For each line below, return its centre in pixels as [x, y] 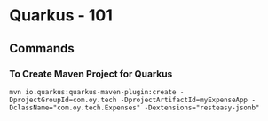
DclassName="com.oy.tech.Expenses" [75, 108]
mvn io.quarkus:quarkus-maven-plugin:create [93, 92]
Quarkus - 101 [61, 16]
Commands [42, 48]
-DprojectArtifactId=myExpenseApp [184, 100]
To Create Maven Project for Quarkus [91, 74]
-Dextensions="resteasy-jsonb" [202, 108]
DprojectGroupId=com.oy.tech [63, 100]
